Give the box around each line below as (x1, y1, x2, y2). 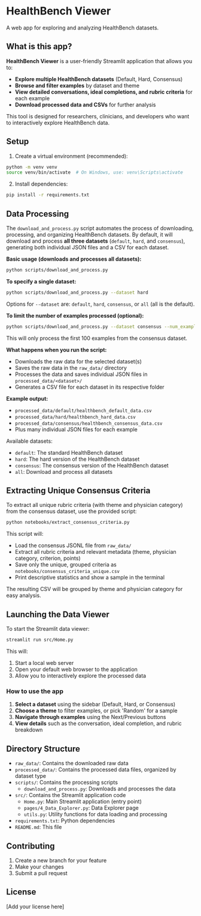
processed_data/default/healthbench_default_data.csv (14, 407, 152, 414)
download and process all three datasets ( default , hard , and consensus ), (6, 237, 185, 244)
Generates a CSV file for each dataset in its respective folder (14, 383, 165, 390)
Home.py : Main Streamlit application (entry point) (23, 798, 142, 805)
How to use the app (6, 687, 64, 695)
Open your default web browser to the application (14, 666, 138, 673)
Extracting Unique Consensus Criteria (6, 485, 151, 496)
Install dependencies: (14, 180, 68, 187)
